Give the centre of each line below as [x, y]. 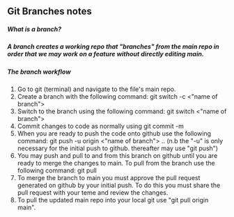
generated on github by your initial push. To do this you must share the [119, 185]
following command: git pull [57, 170]
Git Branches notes [49, 11]
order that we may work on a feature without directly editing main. [106, 54]
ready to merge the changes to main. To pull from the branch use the [116, 163]
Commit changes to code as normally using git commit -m [101, 126]
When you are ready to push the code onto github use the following [114, 134]
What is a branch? [34, 29]
